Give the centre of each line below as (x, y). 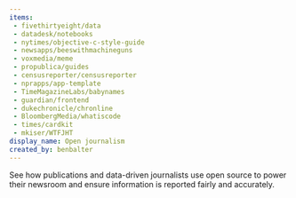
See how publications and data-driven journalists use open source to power (148, 175)
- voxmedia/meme (43, 59)
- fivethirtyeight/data (57, 26)
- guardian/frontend (51, 100)
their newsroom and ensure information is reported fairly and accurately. (142, 184)
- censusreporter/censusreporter (75, 75)
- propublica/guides (51, 67)
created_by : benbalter (51, 149)
